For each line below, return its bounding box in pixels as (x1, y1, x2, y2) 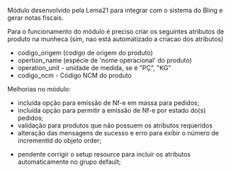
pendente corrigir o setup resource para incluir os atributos (17, 150, 191, 158)
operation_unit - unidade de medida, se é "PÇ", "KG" (17, 64, 171, 72)
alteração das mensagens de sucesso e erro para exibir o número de (17, 129, 220, 137)
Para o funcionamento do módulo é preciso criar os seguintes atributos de (7, 28, 225, 35)
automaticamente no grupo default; (17, 157, 121, 166)
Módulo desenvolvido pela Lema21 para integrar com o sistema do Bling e (7, 6, 223, 14)
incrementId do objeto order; (17, 136, 102, 145)
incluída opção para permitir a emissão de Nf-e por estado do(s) (17, 106, 206, 114)
